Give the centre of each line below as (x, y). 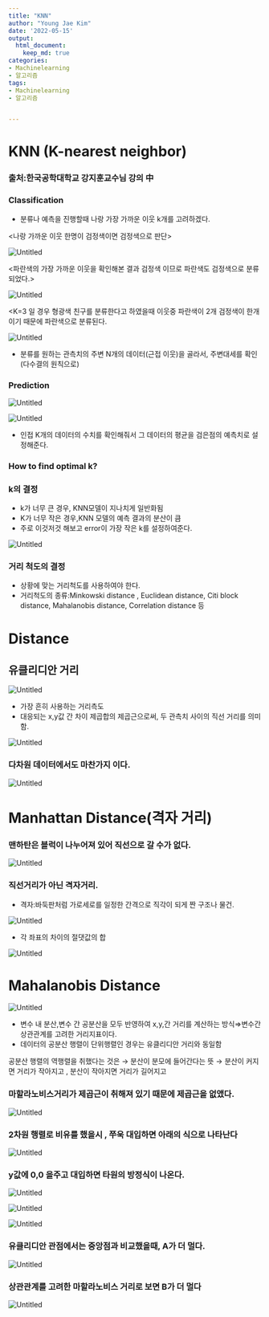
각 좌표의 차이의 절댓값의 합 (63, 937)
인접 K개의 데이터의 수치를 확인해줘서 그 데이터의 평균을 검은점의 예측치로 (135, 434)
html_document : (41, 46)
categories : (28, 61)
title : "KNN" (30, 16)
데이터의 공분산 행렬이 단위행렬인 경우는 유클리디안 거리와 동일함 (121, 1044)
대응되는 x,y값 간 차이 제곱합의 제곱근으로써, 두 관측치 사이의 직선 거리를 (133, 716)
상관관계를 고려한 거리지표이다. (69, 1034)
